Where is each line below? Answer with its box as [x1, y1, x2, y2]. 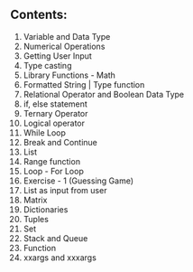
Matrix [23, 194, 48, 205]
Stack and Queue [23, 232, 88, 243]
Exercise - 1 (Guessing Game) [23, 175, 134, 186]
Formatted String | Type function [23, 79, 145, 89]
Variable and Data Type [23, 31, 111, 42]
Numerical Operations [23, 41, 106, 52]
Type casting [23, 60, 72, 70]
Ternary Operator [23, 108, 88, 118]
